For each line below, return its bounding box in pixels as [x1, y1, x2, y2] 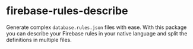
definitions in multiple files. [6, 36, 72, 43]
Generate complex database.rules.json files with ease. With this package [6, 24, 187, 31]
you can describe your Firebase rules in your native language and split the [6, 30, 188, 37]
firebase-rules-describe [6, 4, 128, 18]
